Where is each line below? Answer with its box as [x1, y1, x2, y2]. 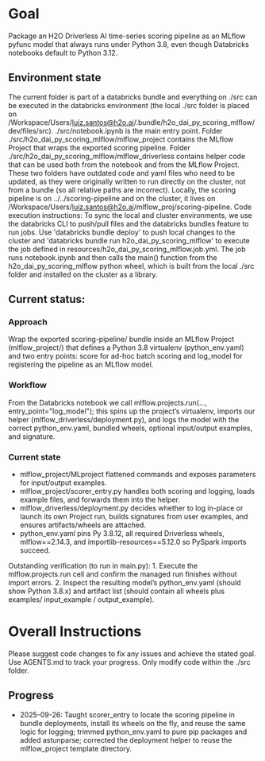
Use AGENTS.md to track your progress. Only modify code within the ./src [8, 657, 252, 666]
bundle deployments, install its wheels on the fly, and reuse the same [19, 718, 246, 728]
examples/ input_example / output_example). [8, 595, 155, 604]
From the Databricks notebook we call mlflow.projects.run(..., [8, 398, 208, 407]
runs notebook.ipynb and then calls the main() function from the [8, 252, 217, 262]
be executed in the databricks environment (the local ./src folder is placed [8, 100, 250, 110]
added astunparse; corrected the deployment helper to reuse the [19, 735, 232, 744]
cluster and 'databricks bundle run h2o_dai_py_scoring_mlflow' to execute [8, 235, 250, 245]
